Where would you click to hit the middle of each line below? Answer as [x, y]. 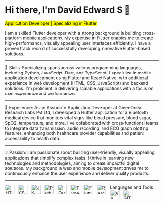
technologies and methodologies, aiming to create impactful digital [72, 163]
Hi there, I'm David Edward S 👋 [68, 10]
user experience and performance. [40, 93]
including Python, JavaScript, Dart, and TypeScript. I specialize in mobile [78, 73]
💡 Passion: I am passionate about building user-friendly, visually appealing [80, 152]
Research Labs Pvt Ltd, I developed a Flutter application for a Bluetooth [77, 112]
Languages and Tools [132, 187]
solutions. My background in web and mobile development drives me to [77, 168]
